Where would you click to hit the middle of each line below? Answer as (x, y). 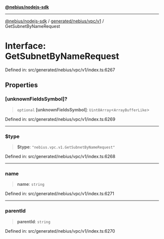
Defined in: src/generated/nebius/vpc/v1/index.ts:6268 (60, 156)
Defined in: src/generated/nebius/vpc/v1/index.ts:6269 (60, 119)
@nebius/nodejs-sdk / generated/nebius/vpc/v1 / (54, 21)
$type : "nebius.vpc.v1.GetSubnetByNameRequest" (66, 147)
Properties (21, 85)
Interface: (26, 46)
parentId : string (34, 221)
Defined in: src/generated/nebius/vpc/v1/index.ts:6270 (60, 231)
